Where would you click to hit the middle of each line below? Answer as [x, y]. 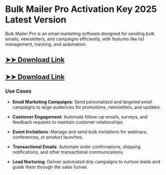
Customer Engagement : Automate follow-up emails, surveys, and [80, 117]
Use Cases [18, 91]
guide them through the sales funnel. [50, 167]
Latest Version [36, 20]
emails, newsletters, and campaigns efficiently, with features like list [75, 39]
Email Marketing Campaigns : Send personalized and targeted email [82, 102]
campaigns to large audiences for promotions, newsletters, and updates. [87, 107]
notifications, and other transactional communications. [68, 152]
